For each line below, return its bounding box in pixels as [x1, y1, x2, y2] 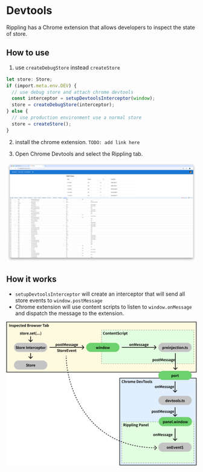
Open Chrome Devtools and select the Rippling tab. [14, 150, 143, 158]
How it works [6, 274, 57, 285]
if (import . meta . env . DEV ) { [6, 82, 77, 88]
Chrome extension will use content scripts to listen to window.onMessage [14, 303, 192, 310]
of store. [6, 30, 27, 37]
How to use [6, 48, 50, 58]
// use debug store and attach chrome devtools [11, 89, 134, 95]
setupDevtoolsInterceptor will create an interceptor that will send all [14, 290, 185, 297]
